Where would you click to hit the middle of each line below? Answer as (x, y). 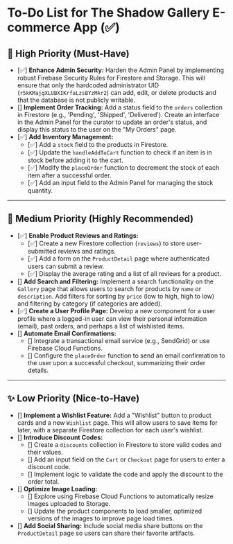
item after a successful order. (69, 175)
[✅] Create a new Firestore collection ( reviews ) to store (106, 243)
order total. (43, 481)
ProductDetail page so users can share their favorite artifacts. (106, 533)
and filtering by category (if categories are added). (90, 304)
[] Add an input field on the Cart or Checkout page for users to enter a (126, 459)
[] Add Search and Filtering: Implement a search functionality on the (115, 281)
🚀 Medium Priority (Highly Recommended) (101, 219)
